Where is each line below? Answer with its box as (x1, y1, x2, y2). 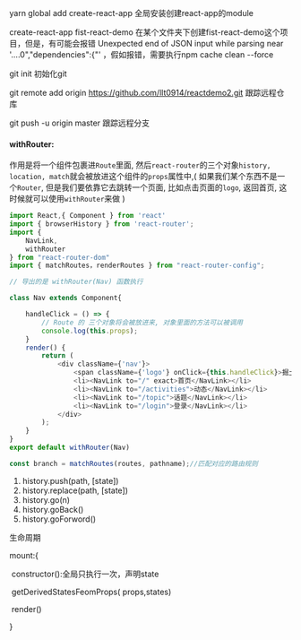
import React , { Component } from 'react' (9, 212, 167, 221)
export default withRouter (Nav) (9, 443, 130, 453)
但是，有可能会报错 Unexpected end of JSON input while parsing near (24, 39, 284, 48)
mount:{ (9, 549, 39, 560)
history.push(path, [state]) (21, 475, 119, 486)
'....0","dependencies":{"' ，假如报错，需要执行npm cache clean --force (9, 49, 274, 60)
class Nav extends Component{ (9, 294, 123, 303)
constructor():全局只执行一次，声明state (11, 568, 159, 579)
